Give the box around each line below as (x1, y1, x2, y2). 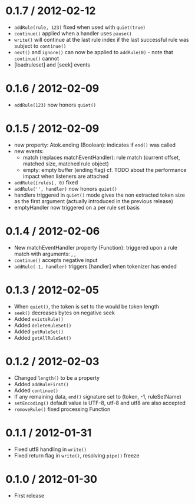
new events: (14, 147, 44, 154)
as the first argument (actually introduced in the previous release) (14, 197, 173, 204)
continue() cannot (14, 55, 60, 62)
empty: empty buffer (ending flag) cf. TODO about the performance (22, 166, 187, 173)
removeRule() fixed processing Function (14, 405, 111, 413)
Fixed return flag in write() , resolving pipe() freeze (14, 452, 140, 459)
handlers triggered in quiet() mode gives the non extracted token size (14, 191, 185, 198)
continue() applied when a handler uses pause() (14, 29, 132, 37)
